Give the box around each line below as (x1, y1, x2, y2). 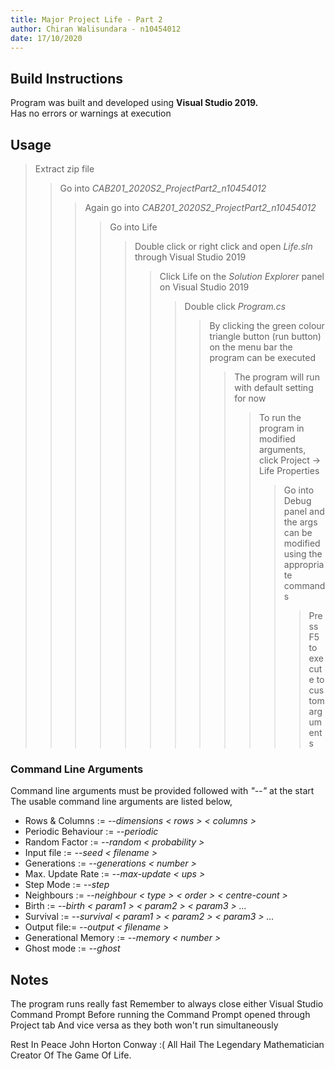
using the (283, 548, 323, 560)
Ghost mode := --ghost (24, 942, 121, 955)
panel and (283, 506, 325, 517)
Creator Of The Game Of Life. (10, 1049, 132, 1061)
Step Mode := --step (24, 879, 110, 891)
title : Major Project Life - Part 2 (10, 14, 163, 25)
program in (258, 422, 305, 434)
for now (234, 392, 267, 404)
